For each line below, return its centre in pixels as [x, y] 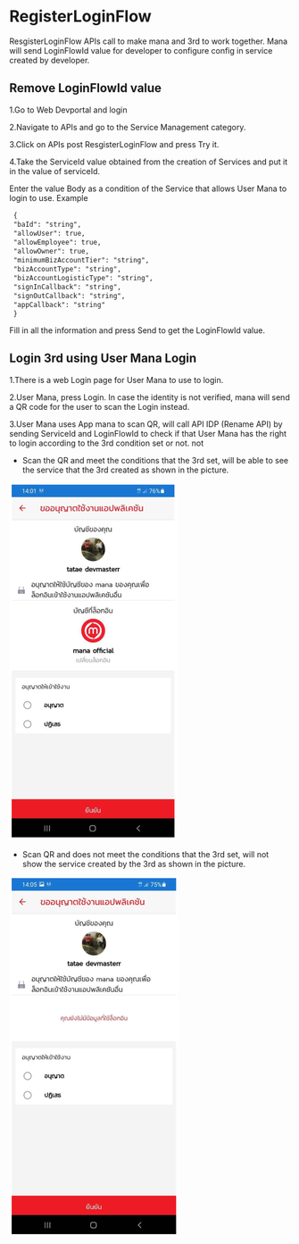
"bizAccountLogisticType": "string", [83, 278]
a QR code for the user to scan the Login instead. [100, 406]
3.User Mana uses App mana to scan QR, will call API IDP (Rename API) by [146, 424]
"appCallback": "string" [59, 305]
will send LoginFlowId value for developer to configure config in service [141, 50]
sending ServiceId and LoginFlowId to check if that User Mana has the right [148, 433]
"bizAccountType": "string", [67, 269]
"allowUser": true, [50, 233]
